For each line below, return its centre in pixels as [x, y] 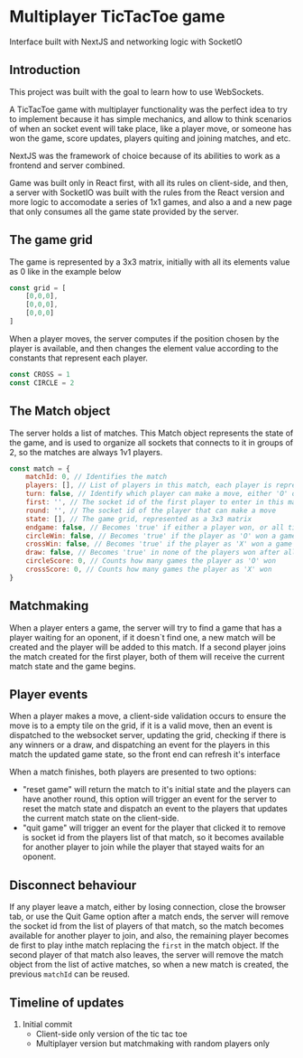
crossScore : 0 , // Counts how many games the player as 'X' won [149, 569]
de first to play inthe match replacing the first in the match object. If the [144, 945]
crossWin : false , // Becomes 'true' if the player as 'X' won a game [159, 544]
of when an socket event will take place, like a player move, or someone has [151, 128]
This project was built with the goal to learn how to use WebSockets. [137, 91]
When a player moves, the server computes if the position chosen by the [144, 338]
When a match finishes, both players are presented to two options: [133, 772]
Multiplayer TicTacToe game [117, 17]
